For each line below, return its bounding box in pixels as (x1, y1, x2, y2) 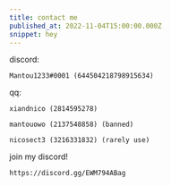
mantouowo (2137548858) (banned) (9, 120, 134, 130)
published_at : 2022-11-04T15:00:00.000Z (9, 21, 163, 30)
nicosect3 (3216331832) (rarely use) (9, 136, 150, 145)
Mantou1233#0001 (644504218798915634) (9, 72, 154, 80)
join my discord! (9, 151, 69, 162)
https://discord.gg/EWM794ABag (9, 169, 126, 178)
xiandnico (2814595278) (9, 105, 98, 114)
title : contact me (9, 13, 78, 22)
